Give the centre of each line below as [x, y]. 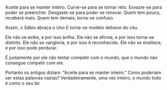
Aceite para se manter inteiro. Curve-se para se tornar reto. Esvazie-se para [84, 7]
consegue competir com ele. [35, 63]
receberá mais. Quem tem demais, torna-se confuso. [60, 18]
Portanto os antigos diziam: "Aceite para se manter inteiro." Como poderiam [83, 72]
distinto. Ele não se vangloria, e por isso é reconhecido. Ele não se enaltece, [84, 42]
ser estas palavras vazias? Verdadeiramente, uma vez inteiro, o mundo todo [83, 78]
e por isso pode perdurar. [31, 48]
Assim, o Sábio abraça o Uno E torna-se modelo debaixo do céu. [72, 27]
